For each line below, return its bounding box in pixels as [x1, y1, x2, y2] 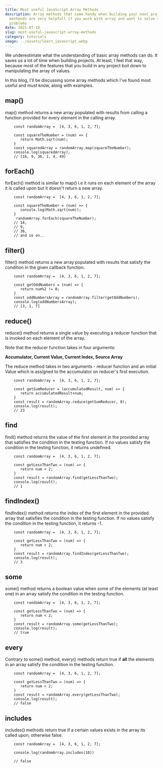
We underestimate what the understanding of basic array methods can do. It [5, 52, 158, 58]
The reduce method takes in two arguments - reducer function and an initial [5, 364, 157, 369]
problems [9, 20, 27, 26]
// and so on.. [14, 233, 45, 238]
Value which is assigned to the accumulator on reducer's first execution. [5, 369, 149, 374]
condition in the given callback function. [5, 264, 85, 271]
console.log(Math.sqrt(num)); [20, 208, 81, 213]
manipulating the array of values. [5, 68, 71, 74]
